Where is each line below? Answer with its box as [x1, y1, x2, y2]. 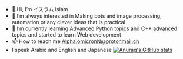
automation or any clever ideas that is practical [11, 19, 125, 25]
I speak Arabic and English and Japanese [11, 47, 112, 53]
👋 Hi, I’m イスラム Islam [11, 6, 68, 12]
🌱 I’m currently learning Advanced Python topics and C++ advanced [11, 25, 178, 32]
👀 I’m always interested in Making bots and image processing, [11, 12, 162, 19]
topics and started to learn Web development [11, 31, 122, 38]
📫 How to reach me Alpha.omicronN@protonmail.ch [11, 38, 139, 45]
